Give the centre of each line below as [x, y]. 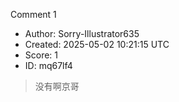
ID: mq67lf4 [48, 65]
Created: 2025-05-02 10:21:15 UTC [97, 44]
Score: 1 [41, 55]
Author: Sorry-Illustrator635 [82, 33]
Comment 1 [33, 14]
